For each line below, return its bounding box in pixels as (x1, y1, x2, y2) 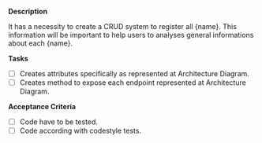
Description (8, 7, 48, 16)
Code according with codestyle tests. (19, 126, 142, 136)
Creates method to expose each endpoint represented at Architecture (19, 78, 246, 87)
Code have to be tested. (19, 117, 99, 126)
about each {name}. (8, 38, 73, 48)
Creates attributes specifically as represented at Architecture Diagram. (19, 69, 250, 78)
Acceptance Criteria (8, 102, 77, 112)
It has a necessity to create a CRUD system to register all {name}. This (8, 22, 237, 31)
